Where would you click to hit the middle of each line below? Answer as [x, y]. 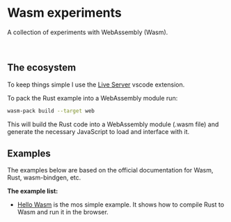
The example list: [33, 191]
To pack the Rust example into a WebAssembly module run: [93, 98]
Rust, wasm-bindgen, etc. [44, 178]
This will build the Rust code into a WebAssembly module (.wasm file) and [113, 124]
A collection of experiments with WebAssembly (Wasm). [88, 32]
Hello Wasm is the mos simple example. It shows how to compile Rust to [121, 205]
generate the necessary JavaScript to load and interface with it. [98, 131]
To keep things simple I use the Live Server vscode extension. [96, 84]
